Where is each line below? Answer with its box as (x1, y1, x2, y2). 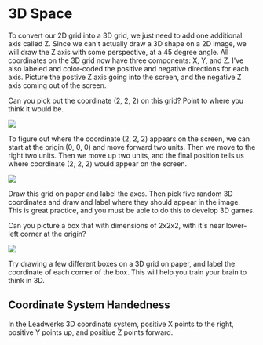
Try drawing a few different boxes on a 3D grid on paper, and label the (8, 259, 236, 268)
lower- (225, 220, 247, 230)
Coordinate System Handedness (8, 299, 170, 312)
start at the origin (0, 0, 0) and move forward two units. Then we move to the (8, 142, 256, 151)
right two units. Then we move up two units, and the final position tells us (8, 151, 245, 160)
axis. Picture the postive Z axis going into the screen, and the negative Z (8, 72, 242, 82)
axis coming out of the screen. (8, 80, 107, 90)
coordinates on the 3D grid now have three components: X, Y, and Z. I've (8, 56, 244, 65)
